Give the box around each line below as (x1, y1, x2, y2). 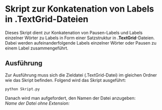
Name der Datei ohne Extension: (5, 100, 70, 106)
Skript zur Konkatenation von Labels (5, 3, 154, 15)
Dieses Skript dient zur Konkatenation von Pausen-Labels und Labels (5, 30, 143, 35)
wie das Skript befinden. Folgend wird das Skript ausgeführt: (5, 77, 126, 83)
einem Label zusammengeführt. (5, 45, 69, 51)
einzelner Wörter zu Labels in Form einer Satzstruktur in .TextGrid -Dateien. (5, 35, 155, 41)
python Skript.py (5, 86, 40, 92)
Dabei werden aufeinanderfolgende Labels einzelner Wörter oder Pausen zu (5, 40, 157, 46)
